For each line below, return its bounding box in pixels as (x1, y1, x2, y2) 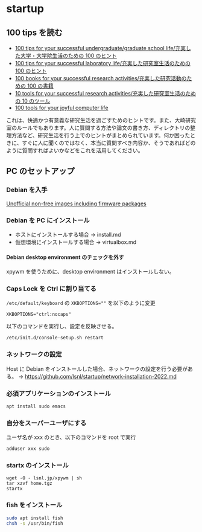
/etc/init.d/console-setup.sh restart (6, 335, 104, 341)
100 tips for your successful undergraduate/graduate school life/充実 (14, 45, 186, 51)
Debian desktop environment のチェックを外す (6, 253, 125, 261)
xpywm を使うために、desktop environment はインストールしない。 (6, 268, 175, 275)
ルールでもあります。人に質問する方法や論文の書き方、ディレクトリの (16, 124, 191, 131)
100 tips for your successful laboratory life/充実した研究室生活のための (14, 60, 191, 66)
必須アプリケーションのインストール (6, 389, 112, 397)
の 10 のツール (14, 97, 51, 104)
